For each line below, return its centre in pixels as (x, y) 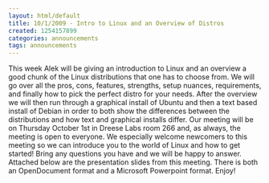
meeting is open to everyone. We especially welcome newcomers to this (128, 136)
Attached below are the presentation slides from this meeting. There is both (133, 162)
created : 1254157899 (43, 31)
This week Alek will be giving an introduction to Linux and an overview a (128, 68)
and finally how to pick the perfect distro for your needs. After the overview (133, 94)
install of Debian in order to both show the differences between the (119, 111)
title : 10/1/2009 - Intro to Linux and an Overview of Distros (116, 23)
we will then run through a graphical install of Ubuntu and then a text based (133, 103)
